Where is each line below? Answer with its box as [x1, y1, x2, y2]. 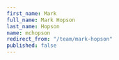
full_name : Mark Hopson [6, 17, 76, 23]
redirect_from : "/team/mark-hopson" [6, 36, 113, 43]
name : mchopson [6, 29, 51, 37]
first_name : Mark [6, 10, 57, 17]
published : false [6, 42, 57, 49]
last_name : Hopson [6, 23, 60, 30]
